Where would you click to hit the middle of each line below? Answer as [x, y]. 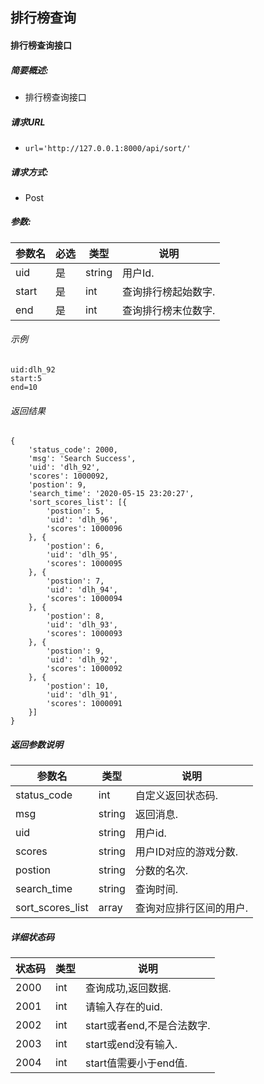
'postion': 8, [75, 616]
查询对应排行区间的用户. [191, 908]
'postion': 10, [78, 686]
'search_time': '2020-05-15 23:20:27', [111, 494]
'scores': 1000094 [84, 599]
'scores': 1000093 [84, 634]
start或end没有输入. [131, 1045]
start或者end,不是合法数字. [148, 1026]
